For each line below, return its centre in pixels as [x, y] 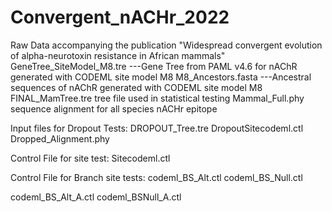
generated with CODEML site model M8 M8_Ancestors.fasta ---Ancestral [161, 77]
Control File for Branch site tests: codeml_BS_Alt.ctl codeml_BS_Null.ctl [156, 177]
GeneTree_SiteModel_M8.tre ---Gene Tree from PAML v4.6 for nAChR [154, 66]
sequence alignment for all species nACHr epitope [114, 108]
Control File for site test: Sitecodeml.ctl [90, 158]
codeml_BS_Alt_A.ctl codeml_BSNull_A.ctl [96, 197]
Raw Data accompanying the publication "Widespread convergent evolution [166, 45]
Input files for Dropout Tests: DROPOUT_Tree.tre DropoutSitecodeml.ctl [157, 128]
